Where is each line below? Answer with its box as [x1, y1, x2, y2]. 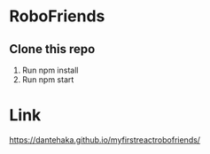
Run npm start [21, 74, 74, 85]
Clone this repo [9, 42, 96, 57]
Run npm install [21, 65, 79, 75]
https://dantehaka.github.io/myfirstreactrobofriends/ [9, 135, 201, 145]
